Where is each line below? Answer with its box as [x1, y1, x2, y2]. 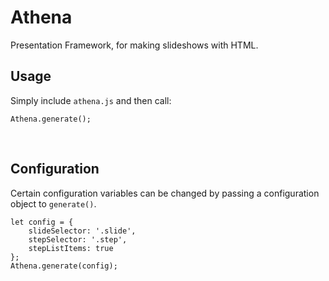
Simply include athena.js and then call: [10, 94, 172, 106]
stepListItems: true [28, 243, 114, 253]
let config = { [10, 217, 74, 227]
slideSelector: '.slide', [28, 226, 137, 236]
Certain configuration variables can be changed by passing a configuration [10, 187, 320, 199]
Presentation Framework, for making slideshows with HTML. [10, 39, 259, 51]
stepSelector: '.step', [28, 234, 128, 245]
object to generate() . [10, 197, 97, 210]
